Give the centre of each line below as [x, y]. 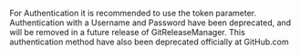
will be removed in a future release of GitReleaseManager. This [128, 32]
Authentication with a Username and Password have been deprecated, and [150, 23]
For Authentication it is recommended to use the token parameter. [133, 13]
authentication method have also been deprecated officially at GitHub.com [149, 42]
